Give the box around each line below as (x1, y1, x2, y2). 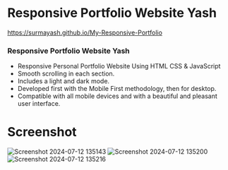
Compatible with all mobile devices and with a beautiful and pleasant (17, 92, 217, 100)
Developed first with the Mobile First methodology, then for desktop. (17, 85, 217, 93)
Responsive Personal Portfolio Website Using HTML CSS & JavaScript (17, 62, 221, 71)
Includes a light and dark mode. (17, 77, 110, 85)
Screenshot (7, 124, 77, 140)
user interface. (17, 99, 61, 108)
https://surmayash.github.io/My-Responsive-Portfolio (7, 28, 162, 37)
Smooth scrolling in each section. (17, 69, 115, 78)
